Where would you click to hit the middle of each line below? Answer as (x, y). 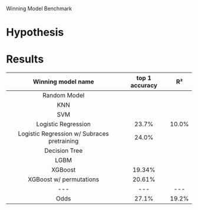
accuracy (144, 86)
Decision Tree (63, 151)
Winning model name (63, 82)
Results (25, 59)
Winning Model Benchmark (39, 9)
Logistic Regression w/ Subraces (63, 134)
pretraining (63, 141)
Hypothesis (35, 32)
